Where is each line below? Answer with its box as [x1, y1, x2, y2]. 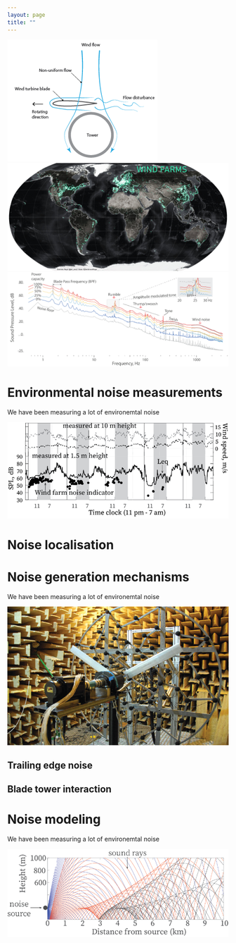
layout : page [7, 11, 46, 18]
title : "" [7, 18, 37, 26]
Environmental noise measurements [7, 385, 223, 401]
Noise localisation [7, 537, 114, 553]
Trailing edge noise [7, 759, 93, 771]
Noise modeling [7, 811, 101, 827]
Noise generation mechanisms [7, 569, 190, 585]
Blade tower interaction [7, 783, 112, 796]
